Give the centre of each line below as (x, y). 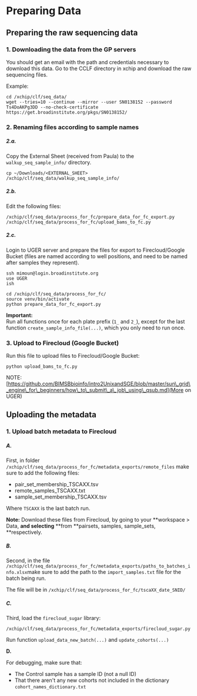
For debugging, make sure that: (44, 663)
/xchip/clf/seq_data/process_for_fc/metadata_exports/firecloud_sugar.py (98, 629)
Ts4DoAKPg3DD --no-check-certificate (52, 107)
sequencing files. (27, 74)
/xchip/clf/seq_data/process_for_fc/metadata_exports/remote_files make (98, 467)
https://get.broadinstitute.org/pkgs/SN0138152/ (67, 112)
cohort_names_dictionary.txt (50, 687)
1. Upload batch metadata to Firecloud (61, 431)
